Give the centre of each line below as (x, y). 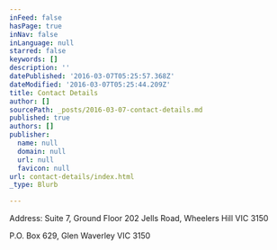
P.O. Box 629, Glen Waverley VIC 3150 (80, 236)
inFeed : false (36, 18)
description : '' (40, 68)
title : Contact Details (54, 93)
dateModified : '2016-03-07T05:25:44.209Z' (90, 85)
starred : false (38, 51)
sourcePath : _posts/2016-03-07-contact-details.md (106, 110)
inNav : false (34, 34)
